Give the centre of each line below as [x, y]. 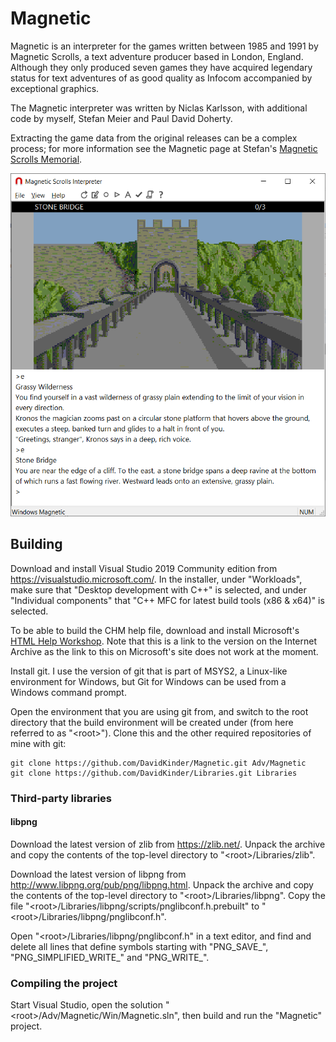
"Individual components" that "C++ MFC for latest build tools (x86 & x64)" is [167, 600]
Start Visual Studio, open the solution [86, 1005]
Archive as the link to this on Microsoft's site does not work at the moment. [164, 651]
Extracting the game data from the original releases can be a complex [154, 138]
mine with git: [38, 743]
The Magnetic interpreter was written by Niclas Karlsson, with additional [159, 108]
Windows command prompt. [68, 692]
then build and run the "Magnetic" [252, 1016]
